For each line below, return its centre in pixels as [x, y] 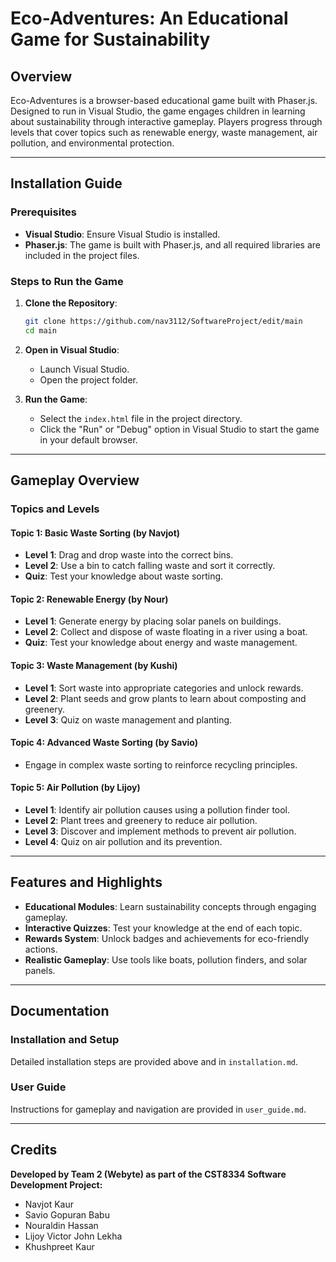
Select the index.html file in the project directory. [141, 418]
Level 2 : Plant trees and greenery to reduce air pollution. [141, 821]
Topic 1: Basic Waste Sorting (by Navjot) [95, 533]
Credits [34, 1150]
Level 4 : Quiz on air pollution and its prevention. [123, 842]
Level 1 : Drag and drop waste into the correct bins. [129, 555]
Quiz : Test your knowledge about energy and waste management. [161, 643]
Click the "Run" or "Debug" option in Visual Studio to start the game [179, 429]
